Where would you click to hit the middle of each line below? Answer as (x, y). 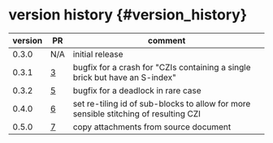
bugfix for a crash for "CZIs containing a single (162, 67)
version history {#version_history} (128, 15)
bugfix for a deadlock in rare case (137, 90)
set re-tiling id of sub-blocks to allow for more (162, 103)
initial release (98, 54)
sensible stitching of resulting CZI (137, 113)
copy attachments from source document (152, 127)
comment (167, 40)
